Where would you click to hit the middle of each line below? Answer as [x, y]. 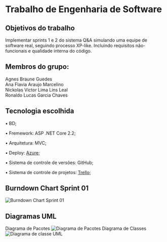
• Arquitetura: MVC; [26, 143]
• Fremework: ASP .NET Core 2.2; [40, 133]
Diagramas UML [31, 216]
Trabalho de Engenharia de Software [83, 9]
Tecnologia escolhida [40, 111]
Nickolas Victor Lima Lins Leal [37, 90]
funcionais [16, 51]
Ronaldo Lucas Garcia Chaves [36, 95]
